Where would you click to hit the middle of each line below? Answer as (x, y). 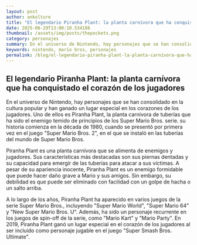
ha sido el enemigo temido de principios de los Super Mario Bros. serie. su (96, 121)
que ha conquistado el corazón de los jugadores (96, 88)
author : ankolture (28, 17)
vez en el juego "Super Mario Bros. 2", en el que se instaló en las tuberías (95, 133)
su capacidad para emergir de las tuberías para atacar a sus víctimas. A (93, 163)
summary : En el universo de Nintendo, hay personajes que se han (87, 45)
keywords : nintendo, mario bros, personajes (61, 50)
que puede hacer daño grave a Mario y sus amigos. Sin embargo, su (89, 176)
